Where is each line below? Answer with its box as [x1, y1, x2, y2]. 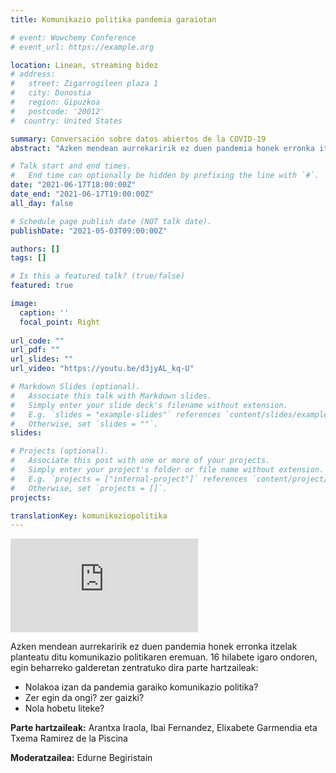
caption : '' [19, 307, 70, 318]
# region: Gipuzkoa [10, 97, 101, 107]
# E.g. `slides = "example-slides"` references [10, 409, 222, 420]
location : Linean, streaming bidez [10, 60, 159, 70]
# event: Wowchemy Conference [10, 32, 137, 43]
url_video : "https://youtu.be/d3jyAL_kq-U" [10, 364, 195, 374]
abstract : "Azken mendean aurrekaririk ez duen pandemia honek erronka [10, 143, 315, 153]
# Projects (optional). [10, 446, 110, 456]
